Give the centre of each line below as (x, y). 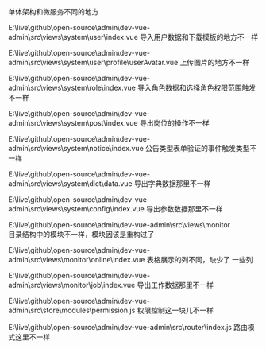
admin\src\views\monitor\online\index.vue (77, 260)
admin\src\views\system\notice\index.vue (76, 148)
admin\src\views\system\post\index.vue (73, 123)
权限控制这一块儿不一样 (175, 310)
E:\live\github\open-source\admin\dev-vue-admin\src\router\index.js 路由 (128, 327)
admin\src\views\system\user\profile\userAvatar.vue (93, 62)
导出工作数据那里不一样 (175, 285)
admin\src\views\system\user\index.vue (73, 37)
